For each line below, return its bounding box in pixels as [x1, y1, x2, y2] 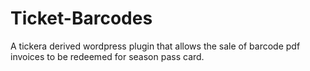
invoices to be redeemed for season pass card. [10, 50, 205, 62]
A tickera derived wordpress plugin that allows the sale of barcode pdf [10, 40, 301, 52]
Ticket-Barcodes [10, 7, 153, 30]
